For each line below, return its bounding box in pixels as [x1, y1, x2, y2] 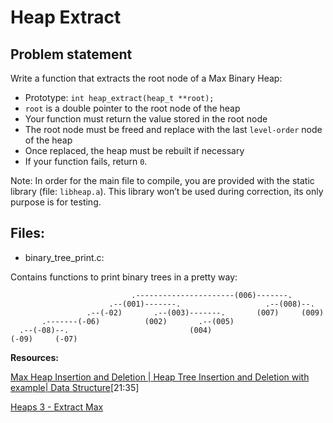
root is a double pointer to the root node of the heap [24, 102, 241, 114]
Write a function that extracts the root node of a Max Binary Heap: [10, 72, 283, 84]
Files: [10, 225, 45, 242]
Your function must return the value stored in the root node [24, 113, 268, 125]
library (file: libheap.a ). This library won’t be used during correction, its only [10, 186, 324, 197]
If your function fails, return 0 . [24, 156, 148, 167]
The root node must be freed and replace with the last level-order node [24, 124, 323, 135]
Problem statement [10, 46, 133, 63]
